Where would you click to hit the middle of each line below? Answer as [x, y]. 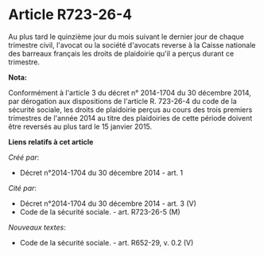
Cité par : [23, 187]
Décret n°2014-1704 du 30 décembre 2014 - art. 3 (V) [108, 203]
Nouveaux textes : [37, 227]
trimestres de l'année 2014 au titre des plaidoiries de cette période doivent [130, 118]
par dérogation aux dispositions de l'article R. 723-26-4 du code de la [122, 101]
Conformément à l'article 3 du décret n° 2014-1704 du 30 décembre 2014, [130, 92]
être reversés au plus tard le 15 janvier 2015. [80, 126]
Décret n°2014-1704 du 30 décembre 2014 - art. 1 [101, 172]
